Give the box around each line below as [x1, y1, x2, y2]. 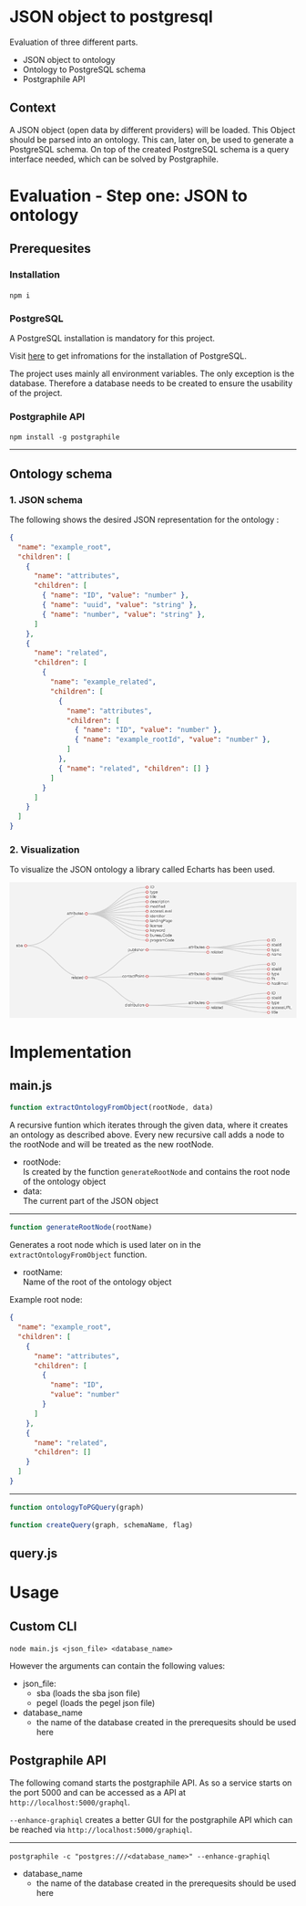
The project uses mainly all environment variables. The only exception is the [9, 368, 295, 379]
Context [9, 100, 56, 116]
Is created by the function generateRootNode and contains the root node [22, 1167, 291, 1178]
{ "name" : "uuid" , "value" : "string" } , [42, 601, 198, 610]
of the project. [9, 387, 63, 398]
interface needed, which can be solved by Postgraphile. [9, 153, 219, 164]
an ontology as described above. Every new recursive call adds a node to [9, 1129, 285, 1140]
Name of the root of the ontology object [22, 1276, 172, 1288]
